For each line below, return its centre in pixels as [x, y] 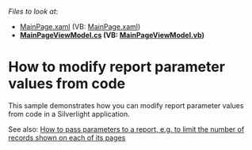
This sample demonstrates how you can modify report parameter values [126, 105]
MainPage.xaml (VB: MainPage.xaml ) [80, 26]
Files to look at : [33, 11]
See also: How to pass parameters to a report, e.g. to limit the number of [126, 129]
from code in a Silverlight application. [69, 114]
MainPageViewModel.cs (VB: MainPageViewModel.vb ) [112, 35]
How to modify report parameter [117, 67]
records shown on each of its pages [67, 137]
